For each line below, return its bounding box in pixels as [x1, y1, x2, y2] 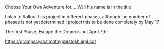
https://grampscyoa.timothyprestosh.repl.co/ [5, 38, 96, 44]
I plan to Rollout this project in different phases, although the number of [5, 14, 151, 19]
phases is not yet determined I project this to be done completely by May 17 [5, 19, 159, 25]
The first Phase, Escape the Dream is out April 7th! [5, 29, 108, 34]
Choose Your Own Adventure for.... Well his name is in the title [5, 4, 132, 10]
